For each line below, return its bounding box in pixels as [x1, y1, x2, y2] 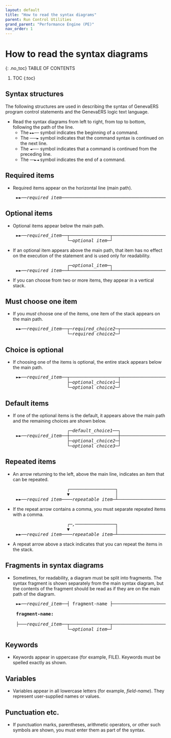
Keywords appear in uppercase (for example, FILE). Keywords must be [12, 654, 161, 660]
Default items [5, 399, 49, 407]
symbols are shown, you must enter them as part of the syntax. [12, 727, 146, 733]
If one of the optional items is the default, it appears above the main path [12, 412, 165, 418]
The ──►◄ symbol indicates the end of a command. [20, 156, 126, 162]
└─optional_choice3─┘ [67, 443, 121, 449]
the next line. [20, 140, 48, 146]
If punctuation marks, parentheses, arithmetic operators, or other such [12, 722, 161, 727]
